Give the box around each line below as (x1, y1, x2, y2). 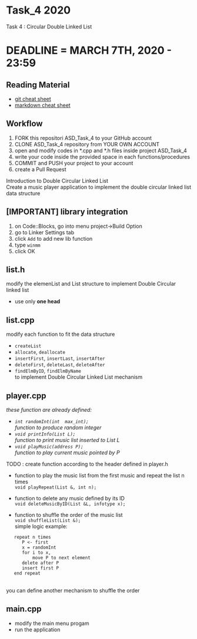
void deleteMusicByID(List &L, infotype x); (14, 501, 126, 507)
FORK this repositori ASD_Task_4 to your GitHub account (14, 134, 152, 142)
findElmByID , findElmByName (14, 367, 81, 375)
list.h (6, 264, 25, 274)
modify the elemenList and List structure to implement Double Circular (6, 280, 176, 287)
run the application (14, 626, 61, 633)
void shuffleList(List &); (14, 517, 81, 523)
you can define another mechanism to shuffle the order (6, 587, 140, 594)
